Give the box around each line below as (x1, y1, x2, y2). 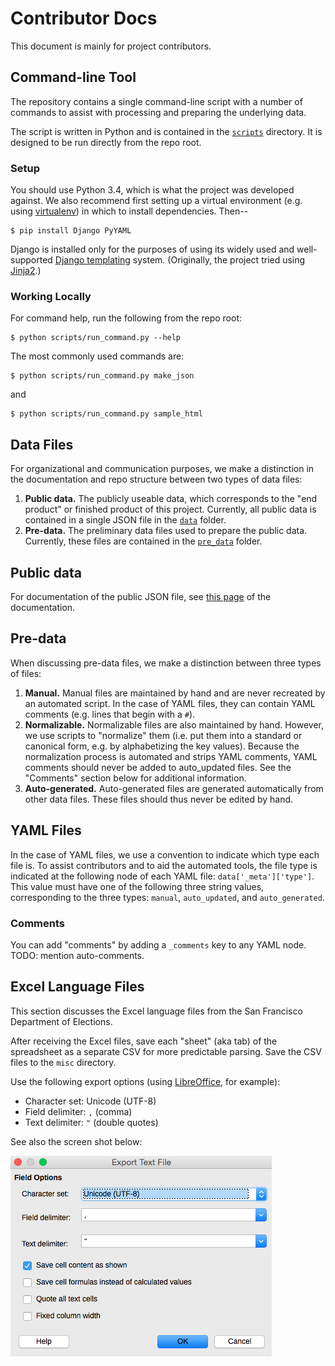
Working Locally (10, 289, 92, 303)
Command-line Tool (10, 69, 137, 86)
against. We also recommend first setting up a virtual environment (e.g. (10, 195, 303, 207)
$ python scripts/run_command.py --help (10, 333, 182, 343)
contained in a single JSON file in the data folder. (24, 514, 227, 526)
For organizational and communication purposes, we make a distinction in (10, 463, 315, 475)
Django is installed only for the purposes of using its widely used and (10, 243, 295, 256)
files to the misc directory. (10, 1056, 117, 1068)
